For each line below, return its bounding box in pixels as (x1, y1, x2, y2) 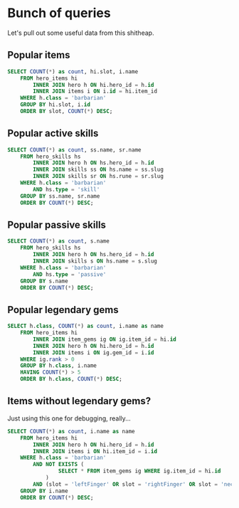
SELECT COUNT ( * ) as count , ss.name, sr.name (7, 146, 142, 154)
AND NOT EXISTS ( (33, 461, 84, 468)
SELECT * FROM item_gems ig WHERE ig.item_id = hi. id (58, 467, 221, 475)
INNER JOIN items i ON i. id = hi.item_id (33, 88, 158, 95)
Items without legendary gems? (7, 395, 152, 407)
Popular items (7, 49, 70, 61)
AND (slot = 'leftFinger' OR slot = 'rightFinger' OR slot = (33, 480, 218, 488)
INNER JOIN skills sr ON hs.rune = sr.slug (33, 173, 164, 180)
